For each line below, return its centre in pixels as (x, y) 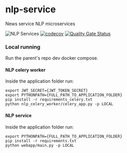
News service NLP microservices (40, 24)
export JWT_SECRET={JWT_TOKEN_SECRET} (47, 91)
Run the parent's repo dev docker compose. (52, 58)
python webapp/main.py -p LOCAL (40, 145)
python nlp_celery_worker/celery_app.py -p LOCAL (59, 104)
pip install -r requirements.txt (41, 141)
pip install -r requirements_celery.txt (49, 100)
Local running (23, 47)
